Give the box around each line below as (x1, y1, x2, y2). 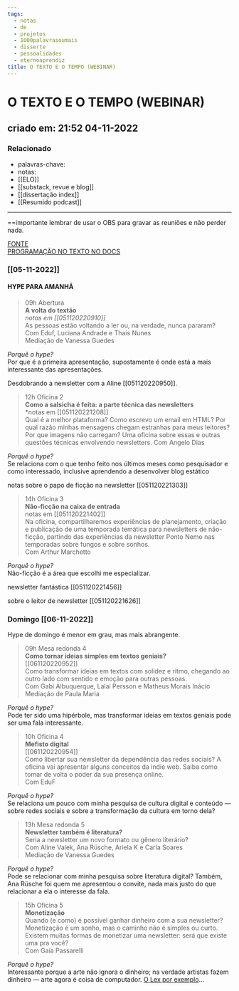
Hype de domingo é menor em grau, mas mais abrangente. (7, 630, 181, 639)
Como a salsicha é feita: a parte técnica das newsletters (24, 400, 194, 409)
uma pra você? (24, 938, 69, 947)
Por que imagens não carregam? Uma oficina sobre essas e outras (24, 430, 221, 439)
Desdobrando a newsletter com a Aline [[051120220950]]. (7, 379, 178, 387)
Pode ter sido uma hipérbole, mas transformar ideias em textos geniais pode (7, 711, 232, 719)
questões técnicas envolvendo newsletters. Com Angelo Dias (24, 438, 205, 446)
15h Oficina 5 (24, 901, 64, 909)
